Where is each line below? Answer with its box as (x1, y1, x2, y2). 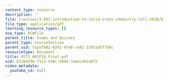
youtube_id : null (10, 68, 46, 73)
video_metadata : (5, 63, 39, 68)
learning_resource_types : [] (5, 26, 66, 31)
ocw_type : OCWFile (5, 31, 44, 36)
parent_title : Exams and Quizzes (5, 36, 75, 41)
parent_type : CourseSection (5, 40, 64, 45)
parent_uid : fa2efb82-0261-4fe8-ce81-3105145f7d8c (5, 45, 114, 50)
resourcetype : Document (5, 49, 55, 54)
